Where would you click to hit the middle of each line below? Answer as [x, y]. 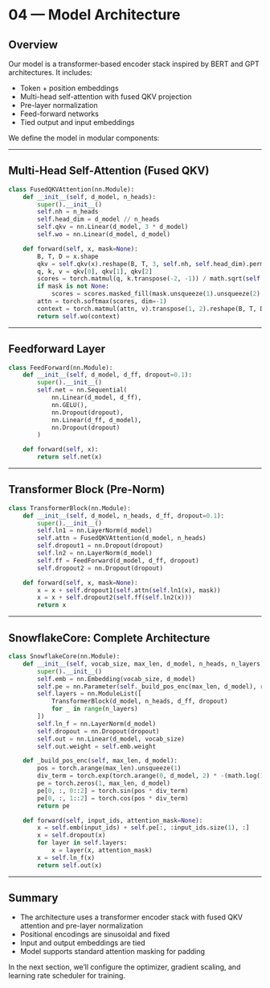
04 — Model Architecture [94, 15]
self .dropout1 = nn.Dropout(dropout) [100, 546]
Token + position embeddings [69, 88]
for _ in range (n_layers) [94, 709]
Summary [33, 898]
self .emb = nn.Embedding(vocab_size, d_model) [117, 679]
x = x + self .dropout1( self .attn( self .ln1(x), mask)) [129, 590]
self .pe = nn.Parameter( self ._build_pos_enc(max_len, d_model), [147, 687]
